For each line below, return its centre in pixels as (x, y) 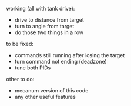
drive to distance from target (49, 20)
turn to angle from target (44, 26)
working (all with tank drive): (41, 9)
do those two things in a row (49, 32)
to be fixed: (20, 44)
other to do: (20, 79)
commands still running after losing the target (70, 55)
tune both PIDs (33, 68)
